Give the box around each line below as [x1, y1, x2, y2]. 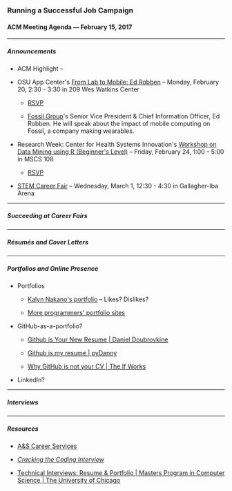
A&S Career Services [17, 442, 77, 450]
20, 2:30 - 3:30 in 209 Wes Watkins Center [17, 85, 140, 93]
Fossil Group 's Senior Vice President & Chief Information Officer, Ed [27, 112, 220, 120]
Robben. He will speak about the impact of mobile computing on [27, 120, 211, 128]
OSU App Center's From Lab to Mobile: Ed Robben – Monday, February [17, 78, 220, 87]
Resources [7, 425, 39, 433]
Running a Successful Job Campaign [7, 6, 133, 15]
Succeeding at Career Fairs [7, 211, 88, 220]
